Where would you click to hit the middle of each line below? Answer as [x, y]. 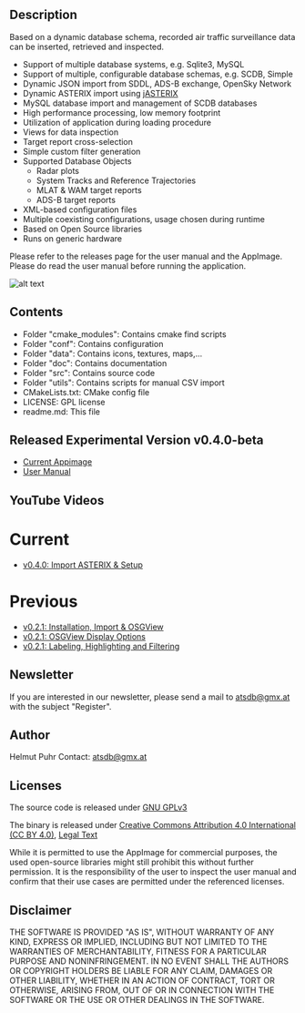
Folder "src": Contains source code [89, 373]
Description [43, 15]
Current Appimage [57, 462]
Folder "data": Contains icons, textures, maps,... [112, 353]
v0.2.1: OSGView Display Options [84, 636]
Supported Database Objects [77, 161]
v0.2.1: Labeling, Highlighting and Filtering [101, 646]
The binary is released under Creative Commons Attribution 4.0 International [152, 825]
